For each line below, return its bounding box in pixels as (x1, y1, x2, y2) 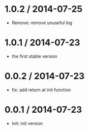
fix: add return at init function (11, 87, 71, 93)
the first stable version (11, 53, 58, 59)
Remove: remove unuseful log (11, 20, 72, 26)
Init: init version (11, 120, 43, 126)
